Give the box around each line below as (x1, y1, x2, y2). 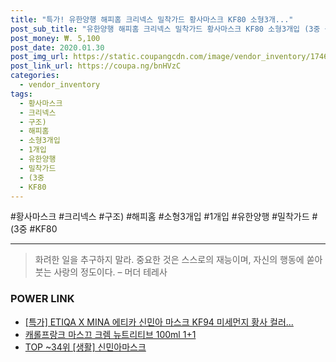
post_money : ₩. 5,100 (10, 33, 101, 43)
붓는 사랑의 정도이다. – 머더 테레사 (34, 266, 168, 278)
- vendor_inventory (19, 80, 101, 90)
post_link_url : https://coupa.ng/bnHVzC (10, 61, 182, 71)
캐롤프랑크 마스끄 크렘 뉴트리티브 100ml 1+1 (24, 328, 197, 340)
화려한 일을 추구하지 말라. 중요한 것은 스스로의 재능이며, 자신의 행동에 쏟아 (34, 254, 323, 266)
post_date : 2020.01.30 (10, 42, 105, 53)
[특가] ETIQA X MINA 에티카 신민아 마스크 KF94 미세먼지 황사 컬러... (24, 316, 294, 328)
